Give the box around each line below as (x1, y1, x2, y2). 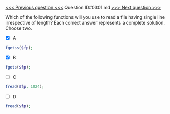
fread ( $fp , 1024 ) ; (5, 84, 44, 89)
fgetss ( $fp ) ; (5, 45, 33, 51)
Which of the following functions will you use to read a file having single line (5, 14, 165, 20)
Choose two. (5, 25, 32, 31)
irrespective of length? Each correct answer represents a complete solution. (5, 20, 165, 26)
